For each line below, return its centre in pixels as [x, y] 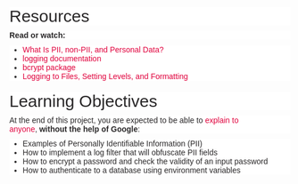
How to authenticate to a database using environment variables [131, 170]
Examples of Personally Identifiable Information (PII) [112, 144]
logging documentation [62, 58]
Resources [50, 16]
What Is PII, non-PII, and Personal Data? [93, 49]
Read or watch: [37, 35]
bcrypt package [49, 67]
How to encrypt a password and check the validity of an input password [145, 161]
